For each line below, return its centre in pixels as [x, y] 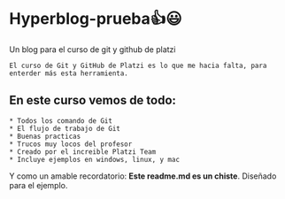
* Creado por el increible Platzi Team [83, 152]
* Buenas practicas [45, 136]
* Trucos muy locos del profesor [71, 144]
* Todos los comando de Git [61, 121]
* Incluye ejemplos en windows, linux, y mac [94, 159]
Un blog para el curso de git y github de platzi [92, 49]
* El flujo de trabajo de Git [65, 128]
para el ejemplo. [39, 185]
